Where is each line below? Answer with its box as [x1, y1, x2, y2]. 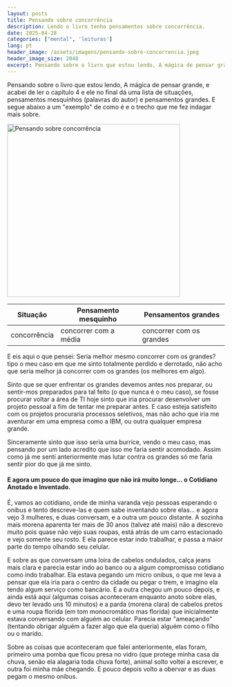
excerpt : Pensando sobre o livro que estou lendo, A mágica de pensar [7, 62, 215, 68]
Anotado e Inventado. [7, 483, 71, 491]
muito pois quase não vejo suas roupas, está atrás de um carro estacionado [7, 527, 223, 536]
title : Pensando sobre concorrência [7, 17, 113, 24]
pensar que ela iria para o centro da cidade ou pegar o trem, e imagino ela [7, 578, 218, 586]
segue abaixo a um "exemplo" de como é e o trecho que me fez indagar [7, 102, 212, 111]
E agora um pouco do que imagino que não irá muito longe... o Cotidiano [7, 475, 218, 484]
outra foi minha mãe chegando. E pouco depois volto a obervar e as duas [7, 665, 216, 673]
